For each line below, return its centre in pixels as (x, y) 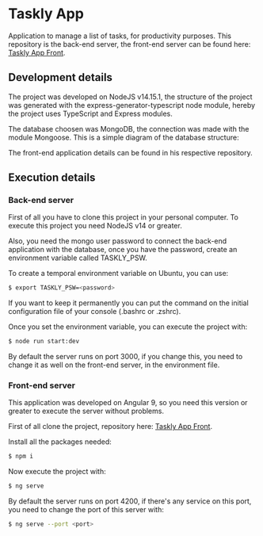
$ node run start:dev (44, 342)
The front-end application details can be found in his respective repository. (130, 152)
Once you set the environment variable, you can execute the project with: (128, 327)
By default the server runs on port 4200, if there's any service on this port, (130, 501)
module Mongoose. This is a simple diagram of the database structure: (124, 137)
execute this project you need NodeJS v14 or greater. (95, 226)
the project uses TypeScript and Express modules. (90, 113)
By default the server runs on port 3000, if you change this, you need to (126, 357)
